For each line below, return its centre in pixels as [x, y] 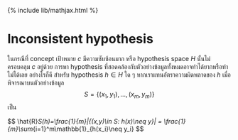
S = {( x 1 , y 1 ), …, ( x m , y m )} [119, 95]
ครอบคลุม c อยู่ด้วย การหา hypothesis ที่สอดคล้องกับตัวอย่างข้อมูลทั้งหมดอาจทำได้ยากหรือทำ [118, 66]
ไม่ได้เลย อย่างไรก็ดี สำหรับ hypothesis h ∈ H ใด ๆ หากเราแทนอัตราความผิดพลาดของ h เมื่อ [119, 75]
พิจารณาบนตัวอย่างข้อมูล [36, 82]
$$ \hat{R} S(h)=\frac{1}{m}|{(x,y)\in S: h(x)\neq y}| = [85, 121]
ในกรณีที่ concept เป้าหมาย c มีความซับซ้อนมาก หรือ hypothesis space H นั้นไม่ [109, 58]
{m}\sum [20, 129]
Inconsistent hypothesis [81, 39]
